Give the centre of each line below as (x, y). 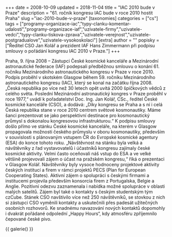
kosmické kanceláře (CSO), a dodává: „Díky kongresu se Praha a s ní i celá (84, 104)
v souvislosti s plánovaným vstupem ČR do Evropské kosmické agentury (82, 137)
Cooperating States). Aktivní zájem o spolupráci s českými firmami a (77, 175)
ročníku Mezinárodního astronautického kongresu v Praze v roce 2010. (80, 72)
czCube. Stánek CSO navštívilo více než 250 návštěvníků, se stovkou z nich (85, 197)
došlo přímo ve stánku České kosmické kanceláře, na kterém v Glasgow (81, 126)
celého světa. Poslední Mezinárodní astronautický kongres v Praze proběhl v (86, 94)
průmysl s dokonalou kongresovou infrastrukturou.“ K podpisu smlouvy (80, 121)
